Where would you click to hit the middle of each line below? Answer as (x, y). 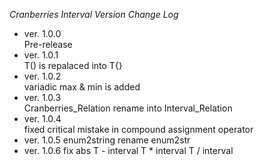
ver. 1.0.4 (42, 118)
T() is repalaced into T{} (73, 65)
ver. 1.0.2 (42, 76)
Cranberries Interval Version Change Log (94, 14)
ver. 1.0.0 (42, 33)
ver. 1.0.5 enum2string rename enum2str (107, 140)
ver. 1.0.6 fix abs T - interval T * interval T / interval (128, 150)
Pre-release (48, 44)
